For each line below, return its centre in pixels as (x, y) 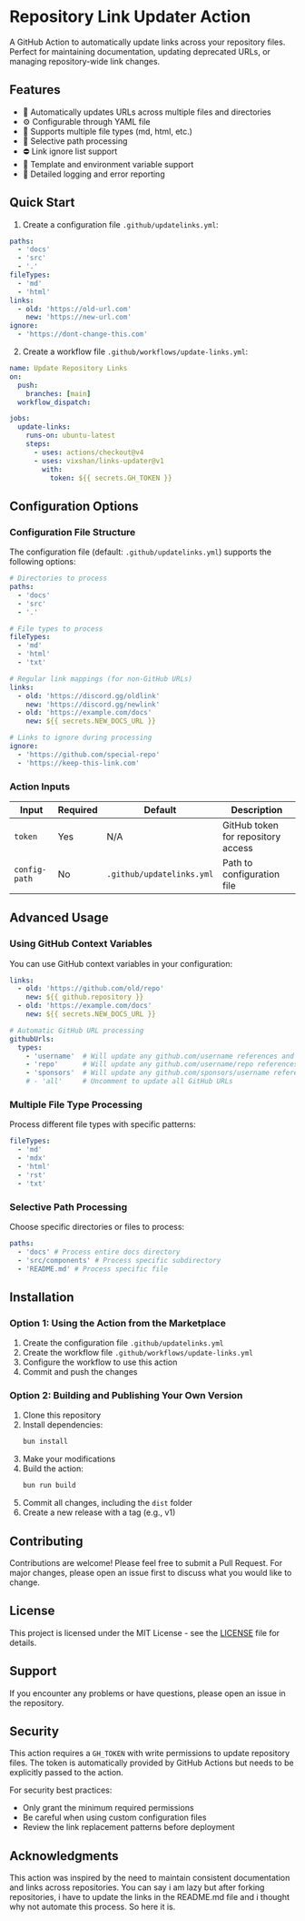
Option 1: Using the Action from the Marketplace (118, 1323)
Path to (237, 862)
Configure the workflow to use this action (100, 1362)
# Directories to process (58, 579)
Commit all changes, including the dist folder (108, 1503)
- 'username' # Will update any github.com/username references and (160, 1056)
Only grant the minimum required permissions (108, 1808)
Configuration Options (74, 506)
